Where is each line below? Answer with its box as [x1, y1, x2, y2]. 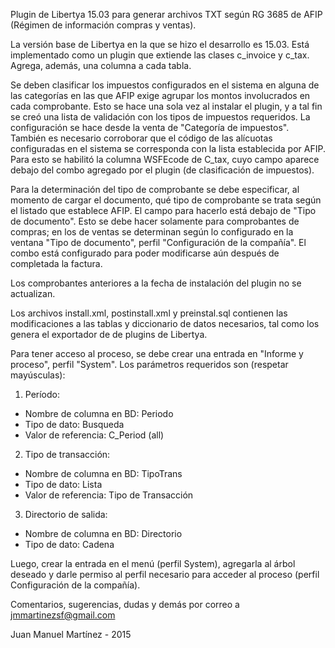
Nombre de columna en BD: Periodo [24, 408, 174, 419]
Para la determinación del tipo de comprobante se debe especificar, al [10, 184, 300, 195]
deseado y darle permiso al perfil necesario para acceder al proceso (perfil [10, 569, 320, 580]
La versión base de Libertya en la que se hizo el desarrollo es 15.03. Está [10, 39, 310, 50]
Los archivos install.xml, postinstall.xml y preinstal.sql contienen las [10, 307, 288, 319]
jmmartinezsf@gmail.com [10, 609, 116, 621]
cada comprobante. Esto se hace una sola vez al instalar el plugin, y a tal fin [10, 100, 323, 112]
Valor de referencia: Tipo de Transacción [24, 489, 194, 501]
